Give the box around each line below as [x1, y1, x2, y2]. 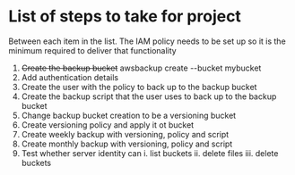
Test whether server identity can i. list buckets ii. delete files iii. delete [21, 147, 279, 158]
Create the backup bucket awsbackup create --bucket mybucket [21, 62, 262, 73]
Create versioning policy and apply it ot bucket [21, 119, 195, 130]
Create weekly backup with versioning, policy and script [21, 129, 230, 139]
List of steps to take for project [8, 6, 241, 27]
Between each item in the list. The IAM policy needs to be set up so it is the [8, 36, 286, 46]
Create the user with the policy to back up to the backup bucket [21, 81, 257, 92]
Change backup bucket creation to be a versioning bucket [21, 110, 237, 121]
